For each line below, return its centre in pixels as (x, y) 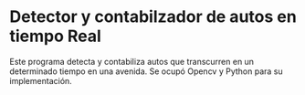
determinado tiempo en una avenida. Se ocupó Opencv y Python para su (146, 71)
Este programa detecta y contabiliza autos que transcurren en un (131, 61)
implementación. (41, 80)
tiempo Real (56, 36)
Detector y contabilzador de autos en (153, 17)
